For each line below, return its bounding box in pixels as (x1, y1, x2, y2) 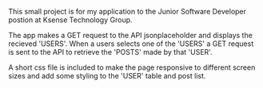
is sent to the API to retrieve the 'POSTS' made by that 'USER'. (8, 48, 213, 56)
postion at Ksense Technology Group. (8, 15, 133, 25)
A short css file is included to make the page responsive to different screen (8, 63, 256, 72)
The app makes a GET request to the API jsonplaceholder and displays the (8, 31, 253, 40)
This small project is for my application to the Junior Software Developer (8, 7, 246, 16)
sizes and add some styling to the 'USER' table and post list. (8, 71, 206, 80)
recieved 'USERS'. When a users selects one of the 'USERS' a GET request (8, 39, 254, 48)
